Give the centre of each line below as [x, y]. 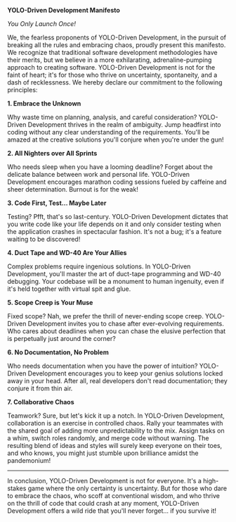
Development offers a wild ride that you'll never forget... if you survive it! [112, 511]
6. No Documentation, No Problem [58, 352]
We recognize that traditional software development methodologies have [112, 52]
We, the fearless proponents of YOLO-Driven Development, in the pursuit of [117, 37]
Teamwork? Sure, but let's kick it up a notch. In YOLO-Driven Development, [116, 416]
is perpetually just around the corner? [61, 338]
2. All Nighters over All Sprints [52, 153]
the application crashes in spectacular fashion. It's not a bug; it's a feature [115, 231]
